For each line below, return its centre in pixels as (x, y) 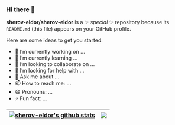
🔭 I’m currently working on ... (50, 52)
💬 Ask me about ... (37, 77)
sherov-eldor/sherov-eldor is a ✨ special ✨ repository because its (88, 22)
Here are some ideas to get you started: (55, 40)
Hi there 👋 (21, 9)
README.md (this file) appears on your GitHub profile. (69, 29)
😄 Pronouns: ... (34, 92)
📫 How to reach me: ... (43, 83)
